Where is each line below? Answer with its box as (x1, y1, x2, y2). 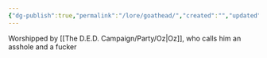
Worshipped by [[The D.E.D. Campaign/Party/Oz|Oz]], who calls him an (8, 33, 242, 43)
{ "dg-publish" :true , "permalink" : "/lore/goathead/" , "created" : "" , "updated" (8, 11, 261, 20)
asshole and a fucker (8, 41, 77, 52)
